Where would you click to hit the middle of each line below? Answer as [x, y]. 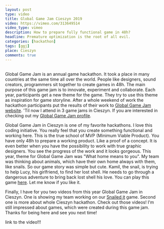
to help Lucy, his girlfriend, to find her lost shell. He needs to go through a [80, 172]
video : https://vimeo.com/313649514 [42, 23]
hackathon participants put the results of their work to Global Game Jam [78, 105]
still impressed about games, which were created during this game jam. [77, 207]
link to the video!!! [23, 222]
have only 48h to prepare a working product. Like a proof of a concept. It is [81, 141]
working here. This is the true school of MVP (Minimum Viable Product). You [82, 136]
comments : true [21, 55]
